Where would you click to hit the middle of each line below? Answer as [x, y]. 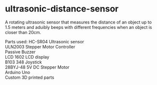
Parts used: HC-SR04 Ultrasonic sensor [45, 41]
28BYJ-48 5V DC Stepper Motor [37, 67]
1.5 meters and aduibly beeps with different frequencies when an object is [78, 27]
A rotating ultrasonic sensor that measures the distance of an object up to [78, 22]
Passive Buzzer [20, 52]
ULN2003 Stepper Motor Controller [40, 47]
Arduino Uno [18, 72]
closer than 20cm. [23, 32]
